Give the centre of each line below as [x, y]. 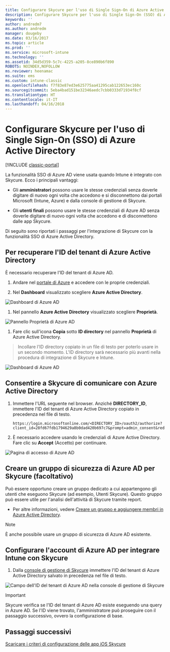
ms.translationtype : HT [30, 95]
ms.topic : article [25, 43]
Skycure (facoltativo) [39, 476]
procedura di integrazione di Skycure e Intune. [66, 357]
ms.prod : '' [18, 48]
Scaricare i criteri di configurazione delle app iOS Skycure [66, 644]
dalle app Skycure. [32, 222]
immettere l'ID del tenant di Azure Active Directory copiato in [76, 409]
